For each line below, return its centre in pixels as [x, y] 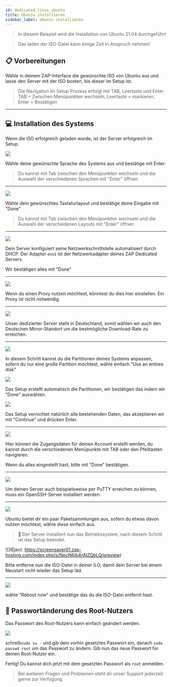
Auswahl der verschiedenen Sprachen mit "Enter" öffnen [78, 179]
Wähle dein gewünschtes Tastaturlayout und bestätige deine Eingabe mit [82, 203]
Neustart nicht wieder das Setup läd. [44, 570]
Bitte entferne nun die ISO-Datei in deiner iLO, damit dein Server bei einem [84, 565]
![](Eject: [14, 550]
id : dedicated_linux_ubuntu [35, 10]
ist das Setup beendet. [41, 540]
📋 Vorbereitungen [35, 61]
